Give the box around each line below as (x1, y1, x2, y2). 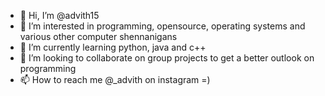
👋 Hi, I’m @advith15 (19, 10, 100, 21)
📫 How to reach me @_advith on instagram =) (19, 74, 211, 85)
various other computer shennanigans (19, 31, 178, 42)
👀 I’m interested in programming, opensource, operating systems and (19, 20, 306, 32)
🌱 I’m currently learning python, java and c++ (19, 41, 207, 53)
